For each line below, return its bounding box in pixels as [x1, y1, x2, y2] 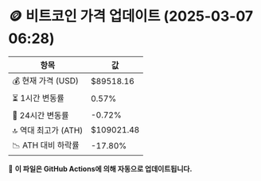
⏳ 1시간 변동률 [12, 92, 65, 103]
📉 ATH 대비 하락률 [12, 140, 80, 151]
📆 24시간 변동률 [12, 110, 69, 121]
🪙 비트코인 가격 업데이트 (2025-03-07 [8, 7, 254, 25]
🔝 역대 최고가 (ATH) [12, 125, 84, 136]
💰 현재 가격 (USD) [12, 75, 80, 86]
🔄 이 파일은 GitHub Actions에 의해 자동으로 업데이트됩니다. [8, 164, 193, 173]
